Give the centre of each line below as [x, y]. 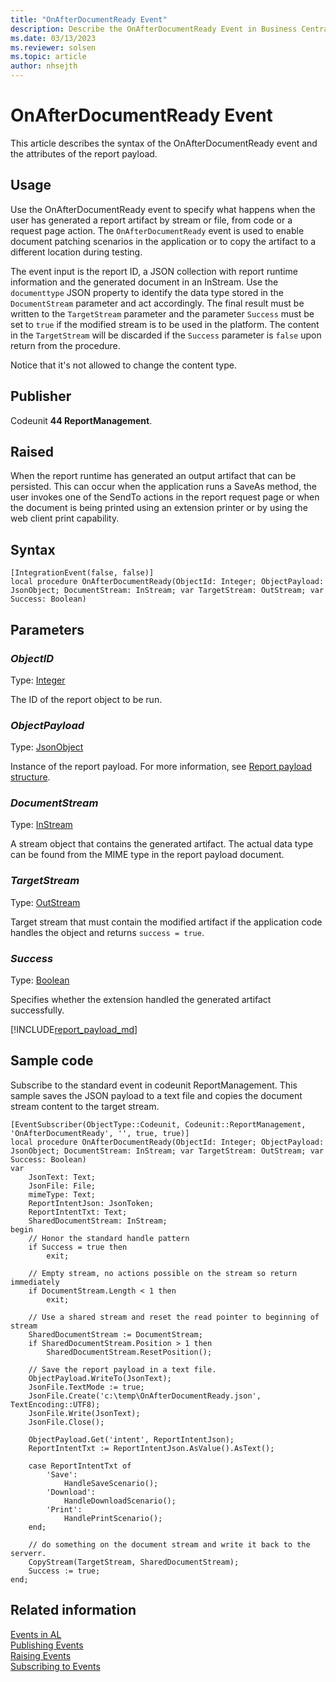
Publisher [41, 396]
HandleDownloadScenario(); [120, 1501]
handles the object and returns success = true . [107, 932]
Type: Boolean [40, 980]
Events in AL [36, 1634]
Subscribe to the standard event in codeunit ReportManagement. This [154, 1085]
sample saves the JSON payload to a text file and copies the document [156, 1095]
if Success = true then [78, 1247]
